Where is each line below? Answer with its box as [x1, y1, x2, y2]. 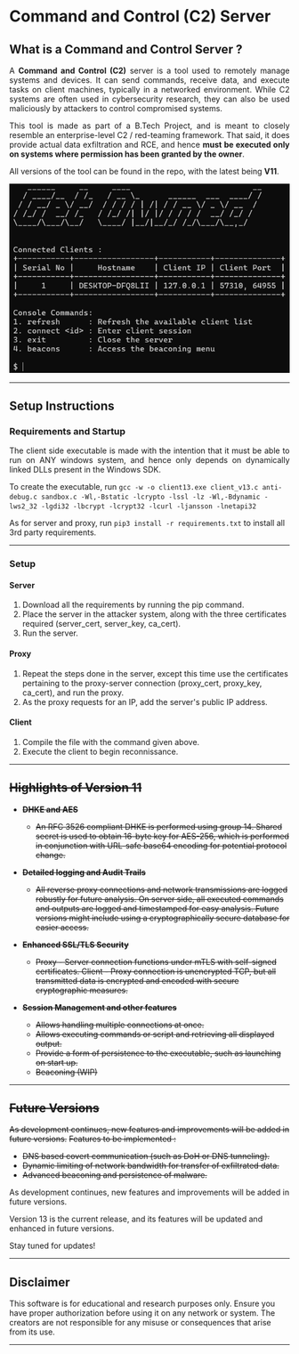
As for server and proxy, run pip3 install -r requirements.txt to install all [9, 518, 286, 529]
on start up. [35, 1057, 78, 1067]
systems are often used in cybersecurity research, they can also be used [9, 93, 290, 104]
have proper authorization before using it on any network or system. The [9, 1308, 276, 1318]
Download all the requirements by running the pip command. [21, 599, 245, 611]
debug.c [9, 492, 38, 502]
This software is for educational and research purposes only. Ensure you [9, 1298, 276, 1309]
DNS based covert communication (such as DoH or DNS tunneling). [21, 1151, 270, 1162]
